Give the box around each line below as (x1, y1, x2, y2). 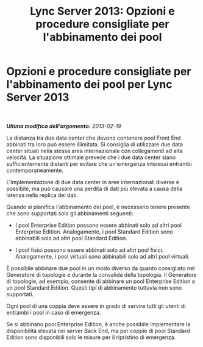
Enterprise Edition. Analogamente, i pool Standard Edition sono (15, 227, 173, 235)
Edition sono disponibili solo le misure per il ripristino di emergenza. (6, 334, 176, 341)
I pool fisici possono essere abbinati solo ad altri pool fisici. (15, 246, 164, 254)
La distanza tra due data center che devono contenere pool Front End (6, 134, 181, 141)
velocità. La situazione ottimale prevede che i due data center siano (6, 154, 176, 161)
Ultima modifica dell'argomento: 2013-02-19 (6, 122, 122, 129)
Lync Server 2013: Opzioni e (30, 4, 175, 18)
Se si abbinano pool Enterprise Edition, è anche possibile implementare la (6, 320, 191, 327)
